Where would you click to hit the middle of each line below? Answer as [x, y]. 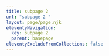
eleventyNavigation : [31, 28]
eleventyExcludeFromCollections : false [55, 44]
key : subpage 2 [30, 33]
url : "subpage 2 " [28, 17]
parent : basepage [33, 38]
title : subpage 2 [27, 11]
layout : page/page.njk [34, 22]
